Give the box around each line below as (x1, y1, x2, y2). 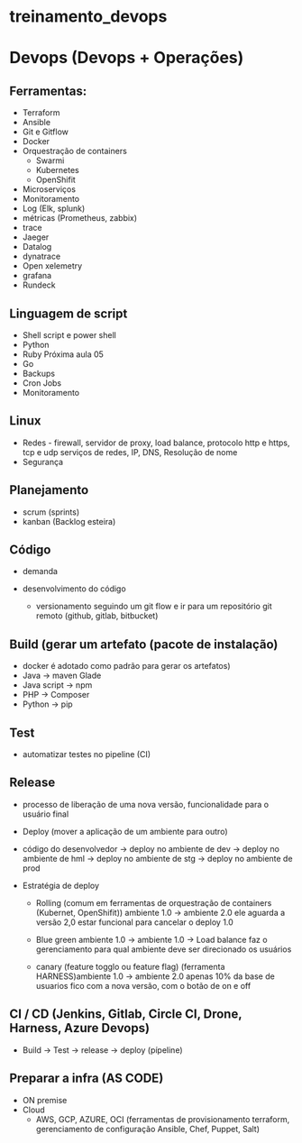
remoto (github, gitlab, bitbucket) (35, 610, 159, 621)
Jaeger (22, 232, 50, 242)
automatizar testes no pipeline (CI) (22, 749, 151, 760)
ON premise (22, 1094, 68, 1105)
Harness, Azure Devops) (9, 1020, 151, 1036)
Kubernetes (35, 165, 79, 176)
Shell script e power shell (22, 330, 117, 340)
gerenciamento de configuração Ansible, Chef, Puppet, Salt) (35, 1123, 260, 1134)
